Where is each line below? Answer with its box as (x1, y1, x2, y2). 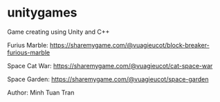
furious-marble (7, 48, 51, 57)
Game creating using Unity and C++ (7, 28, 110, 36)
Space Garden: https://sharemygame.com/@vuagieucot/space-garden (7, 74, 209, 83)
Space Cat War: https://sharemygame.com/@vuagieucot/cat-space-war (7, 61, 213, 70)
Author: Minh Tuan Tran (7, 88, 75, 96)
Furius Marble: (7, 41, 48, 49)
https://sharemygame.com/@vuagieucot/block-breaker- (49, 41, 210, 49)
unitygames (7, 5, 77, 21)
